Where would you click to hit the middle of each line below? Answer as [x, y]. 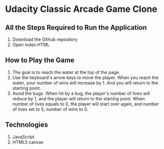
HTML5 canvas [28, 142]
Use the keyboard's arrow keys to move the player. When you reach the [85, 77]
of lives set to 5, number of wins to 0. [50, 109]
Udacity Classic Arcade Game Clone [81, 9]
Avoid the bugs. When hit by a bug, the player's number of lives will [81, 93]
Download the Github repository [45, 39]
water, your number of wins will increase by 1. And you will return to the [85, 82]
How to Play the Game [40, 60]
